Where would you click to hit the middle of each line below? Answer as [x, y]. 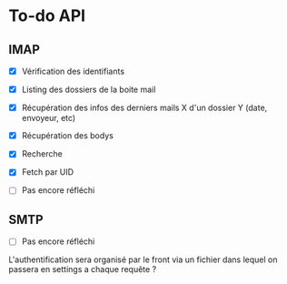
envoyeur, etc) [49, 118]
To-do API [47, 16]
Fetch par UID [48, 172]
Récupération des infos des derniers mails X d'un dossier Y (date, [144, 108]
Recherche [42, 154]
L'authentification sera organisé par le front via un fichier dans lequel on [143, 259]
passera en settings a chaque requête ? [83, 269]
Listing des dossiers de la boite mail [89, 90]
